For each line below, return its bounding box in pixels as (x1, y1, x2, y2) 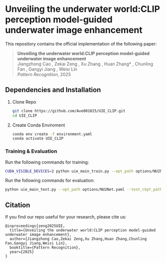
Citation (5, 201, 31, 209)
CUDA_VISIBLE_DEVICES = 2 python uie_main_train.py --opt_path (5, 169, 134, 174)
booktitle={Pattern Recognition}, (9, 245, 81, 250)
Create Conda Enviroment (12, 122, 65, 128)
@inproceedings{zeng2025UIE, (5, 223, 65, 228)
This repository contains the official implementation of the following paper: (5, 41, 157, 46)
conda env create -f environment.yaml (12, 131, 92, 136)
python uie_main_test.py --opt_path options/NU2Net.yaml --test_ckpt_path (5, 187, 163, 192)
